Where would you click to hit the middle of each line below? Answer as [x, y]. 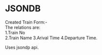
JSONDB [23, 9]
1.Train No [15, 32]
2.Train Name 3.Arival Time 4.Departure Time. [51, 38]
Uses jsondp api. [22, 47]
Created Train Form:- [26, 22]
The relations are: [23, 27]
